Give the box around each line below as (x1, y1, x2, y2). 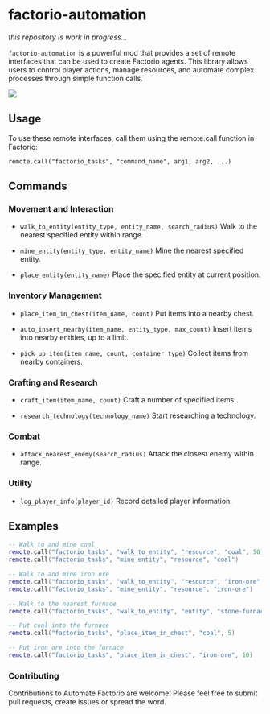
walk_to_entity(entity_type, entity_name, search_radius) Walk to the (19, 221, 258, 231)
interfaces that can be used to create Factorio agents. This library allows (8, 56, 248, 66)
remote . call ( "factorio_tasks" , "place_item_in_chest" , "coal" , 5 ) (8, 629, 235, 638)
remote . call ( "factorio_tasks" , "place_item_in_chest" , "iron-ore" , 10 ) (8, 651, 253, 659)
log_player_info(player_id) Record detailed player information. (19, 496, 233, 506)
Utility (8, 477, 33, 489)
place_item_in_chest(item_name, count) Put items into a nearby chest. (19, 308, 255, 318)
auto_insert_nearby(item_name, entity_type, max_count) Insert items (19, 324, 252, 333)
